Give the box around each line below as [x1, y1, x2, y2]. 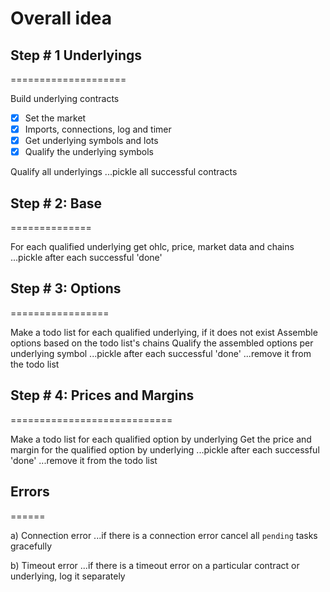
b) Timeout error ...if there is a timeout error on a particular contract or [10, 559, 300, 571]
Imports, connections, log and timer [24, 123, 172, 136]
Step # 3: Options [10, 280, 122, 297]
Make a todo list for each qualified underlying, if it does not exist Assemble [10, 326, 318, 338]
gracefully [10, 540, 53, 552]
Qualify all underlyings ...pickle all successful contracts [10, 166, 238, 178]
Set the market [24, 112, 87, 124]
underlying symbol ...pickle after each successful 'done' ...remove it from [10, 347, 312, 359]
